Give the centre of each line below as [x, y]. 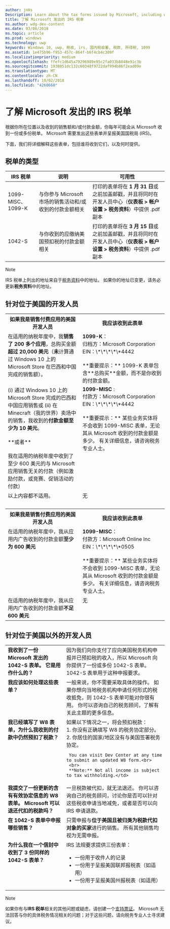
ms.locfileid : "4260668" [31, 85]
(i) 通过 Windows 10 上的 [38, 390]
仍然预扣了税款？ [38, 737]
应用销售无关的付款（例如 [38, 471]
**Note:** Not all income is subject [114, 770]
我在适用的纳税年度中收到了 [41, 456]
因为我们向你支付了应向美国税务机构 [109, 650]
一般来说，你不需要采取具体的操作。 [109, 682]
